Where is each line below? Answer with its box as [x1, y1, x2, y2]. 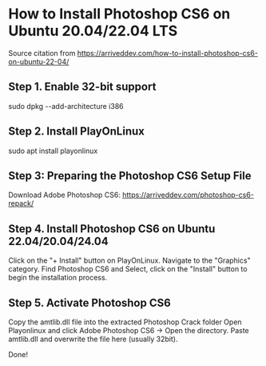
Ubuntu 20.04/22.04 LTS [8, 22, 178, 40]
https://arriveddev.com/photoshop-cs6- [122, 190, 254, 200]
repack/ [8, 199, 34, 208]
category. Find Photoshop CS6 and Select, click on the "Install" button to [8, 264, 248, 274]
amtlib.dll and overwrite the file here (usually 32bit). [8, 334, 178, 344]
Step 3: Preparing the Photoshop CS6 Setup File [8, 169, 252, 183]
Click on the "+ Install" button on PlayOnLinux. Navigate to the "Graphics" [8, 255, 251, 265]
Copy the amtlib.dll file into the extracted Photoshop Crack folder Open [8, 317, 242, 327]
